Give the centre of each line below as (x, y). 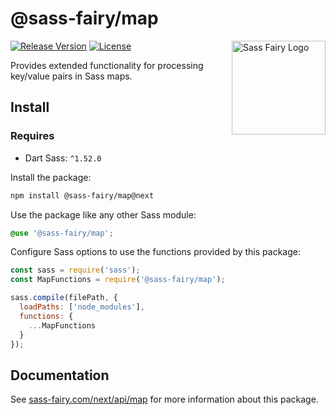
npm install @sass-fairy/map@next (82, 195)
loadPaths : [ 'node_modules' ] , (82, 307)
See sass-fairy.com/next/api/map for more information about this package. (164, 399)
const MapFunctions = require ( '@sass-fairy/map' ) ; (118, 280)
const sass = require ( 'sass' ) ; (75, 270)
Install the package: (51, 177)
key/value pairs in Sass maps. (71, 76)
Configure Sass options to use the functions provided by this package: (155, 252)
